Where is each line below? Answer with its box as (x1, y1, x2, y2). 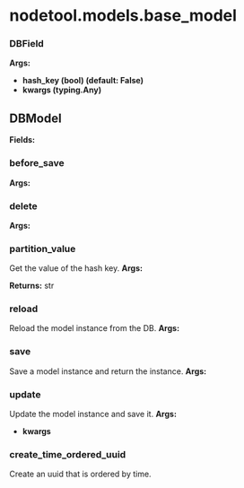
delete (9, 199, 38, 212)
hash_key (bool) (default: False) (22, 75, 144, 86)
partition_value (9, 242, 76, 255)
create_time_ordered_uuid (9, 449, 126, 460)
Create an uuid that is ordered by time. (9, 468, 152, 480)
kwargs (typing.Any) (22, 84, 101, 95)
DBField (9, 38, 45, 50)
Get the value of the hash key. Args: (9, 263, 144, 274)
